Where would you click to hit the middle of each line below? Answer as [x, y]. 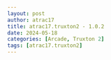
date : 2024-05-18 [32, 33]
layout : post [26, 13]
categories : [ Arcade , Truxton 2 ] [56, 39]
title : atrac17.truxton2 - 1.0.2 [56, 26]
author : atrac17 [31, 20]
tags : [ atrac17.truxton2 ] [45, 46]
